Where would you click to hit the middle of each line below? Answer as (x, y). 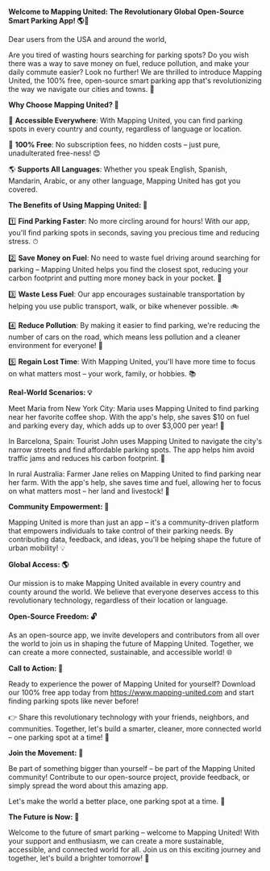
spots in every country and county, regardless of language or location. (125, 129)
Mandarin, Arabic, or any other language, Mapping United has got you (125, 181)
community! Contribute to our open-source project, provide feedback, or (129, 777)
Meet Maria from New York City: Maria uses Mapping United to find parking (134, 409)
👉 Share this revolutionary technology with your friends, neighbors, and (129, 717)
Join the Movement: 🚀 (46, 753)
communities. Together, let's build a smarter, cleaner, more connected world (135, 729)
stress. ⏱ (23, 241)
